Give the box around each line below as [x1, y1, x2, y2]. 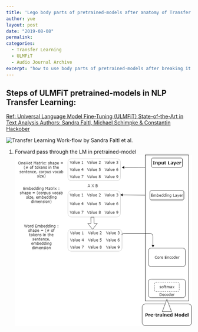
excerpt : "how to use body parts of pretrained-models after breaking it [6, 65, 192, 71]
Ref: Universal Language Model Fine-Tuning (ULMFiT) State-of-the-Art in [6, 113, 184, 120]
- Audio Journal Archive [11, 59, 72, 65]
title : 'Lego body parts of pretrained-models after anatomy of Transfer [6, 9, 192, 15]
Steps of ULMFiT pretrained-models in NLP [6, 88, 167, 98]
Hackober [6, 126, 31, 133]
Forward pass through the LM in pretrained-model [14, 148, 137, 156]
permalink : [6, 34, 33, 41]
